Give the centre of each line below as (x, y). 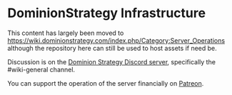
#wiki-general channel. (41, 69)
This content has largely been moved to (66, 33)
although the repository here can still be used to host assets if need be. (112, 48)
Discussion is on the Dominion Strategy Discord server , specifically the (112, 61)
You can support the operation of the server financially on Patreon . (106, 83)
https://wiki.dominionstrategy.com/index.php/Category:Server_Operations (116, 40)
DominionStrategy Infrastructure (106, 13)
